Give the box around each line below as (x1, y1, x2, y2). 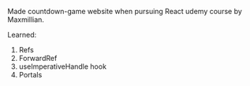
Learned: (7, 30, 37, 39)
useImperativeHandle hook (18, 62, 107, 71)
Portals (18, 70, 43, 79)
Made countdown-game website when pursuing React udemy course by (7, 7, 242, 16)
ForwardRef (18, 54, 58, 63)
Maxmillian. (7, 15, 45, 24)
